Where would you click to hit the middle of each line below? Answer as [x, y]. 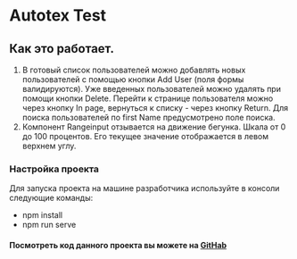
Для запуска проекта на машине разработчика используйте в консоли [144, 188]
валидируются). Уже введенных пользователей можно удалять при [151, 89]
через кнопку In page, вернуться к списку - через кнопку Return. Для [155, 108]
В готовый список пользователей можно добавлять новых [134, 70]
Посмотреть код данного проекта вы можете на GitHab [118, 245]
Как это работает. [62, 49]
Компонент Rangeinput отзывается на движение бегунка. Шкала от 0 [154, 127]
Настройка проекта [54, 169]
